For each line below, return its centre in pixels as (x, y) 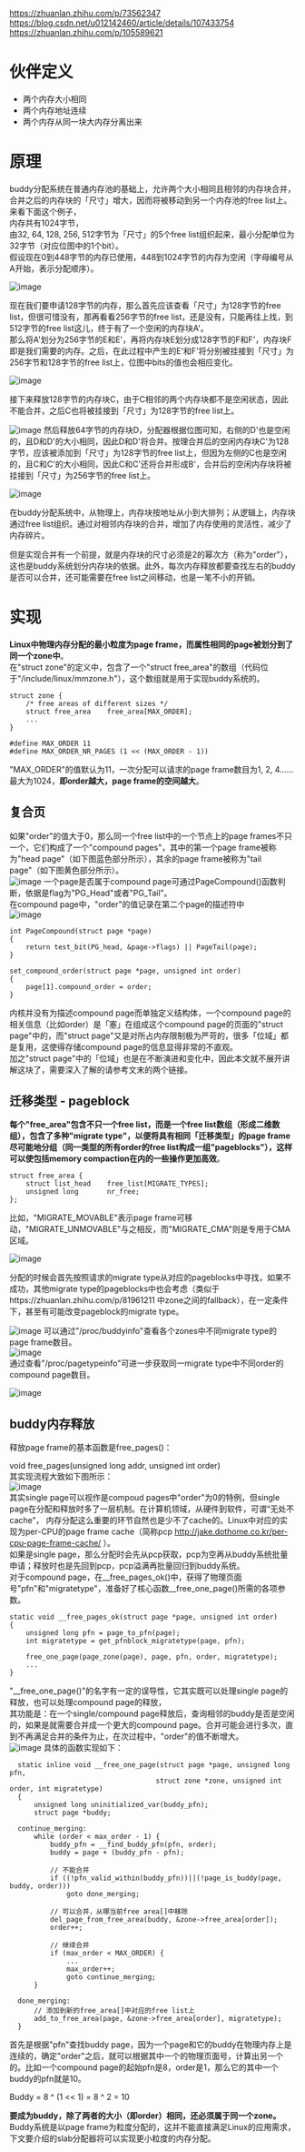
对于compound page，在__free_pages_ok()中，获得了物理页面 (126, 1577)
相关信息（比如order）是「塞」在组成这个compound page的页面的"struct (147, 1024)
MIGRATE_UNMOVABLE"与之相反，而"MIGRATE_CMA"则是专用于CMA (159, 1229)
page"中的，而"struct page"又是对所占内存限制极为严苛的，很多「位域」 (145, 1036)
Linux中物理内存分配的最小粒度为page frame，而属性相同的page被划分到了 (151, 644)
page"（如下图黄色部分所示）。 (67, 870)
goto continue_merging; (111, 1977)
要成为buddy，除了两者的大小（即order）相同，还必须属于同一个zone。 (145, 2116)
